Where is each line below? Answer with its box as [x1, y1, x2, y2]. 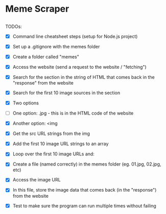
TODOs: [5, 23, 22, 30]
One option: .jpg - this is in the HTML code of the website [12, 110, 134, 116]
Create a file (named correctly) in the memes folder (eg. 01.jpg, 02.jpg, [12, 161, 161, 167]
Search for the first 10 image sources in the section [12, 90, 121, 96]
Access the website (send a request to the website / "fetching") [12, 64, 147, 70]
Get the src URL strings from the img [12, 130, 90, 137]
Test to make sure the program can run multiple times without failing [12, 202, 157, 209]
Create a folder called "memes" [12, 53, 79, 60]
